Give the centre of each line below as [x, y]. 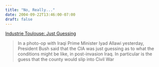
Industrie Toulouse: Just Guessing [41, 34]
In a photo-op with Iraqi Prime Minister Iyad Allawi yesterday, [81, 43]
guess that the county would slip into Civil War [66, 59]
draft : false [19, 19]
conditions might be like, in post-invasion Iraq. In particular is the [85, 54]
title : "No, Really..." [30, 10]
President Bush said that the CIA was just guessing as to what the [86, 49]
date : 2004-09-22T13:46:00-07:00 [40, 15]
